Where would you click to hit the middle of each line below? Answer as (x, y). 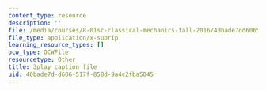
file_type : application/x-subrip (63, 38)
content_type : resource (47, 15)
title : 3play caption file (53, 67)
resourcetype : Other (42, 60)
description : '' (35, 23)
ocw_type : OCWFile (38, 52)
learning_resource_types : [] (56, 45)
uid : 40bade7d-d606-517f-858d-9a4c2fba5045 (81, 74)
